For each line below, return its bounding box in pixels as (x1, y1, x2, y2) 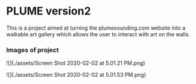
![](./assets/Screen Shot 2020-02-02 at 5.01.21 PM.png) (6, 59, 145, 67)
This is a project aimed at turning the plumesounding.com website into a (6, 24, 186, 31)
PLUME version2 (6, 4, 92, 18)
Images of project (6, 45, 59, 54)
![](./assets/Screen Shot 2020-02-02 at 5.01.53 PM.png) (6, 71, 147, 79)
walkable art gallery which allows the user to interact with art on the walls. (6, 30, 191, 37)
